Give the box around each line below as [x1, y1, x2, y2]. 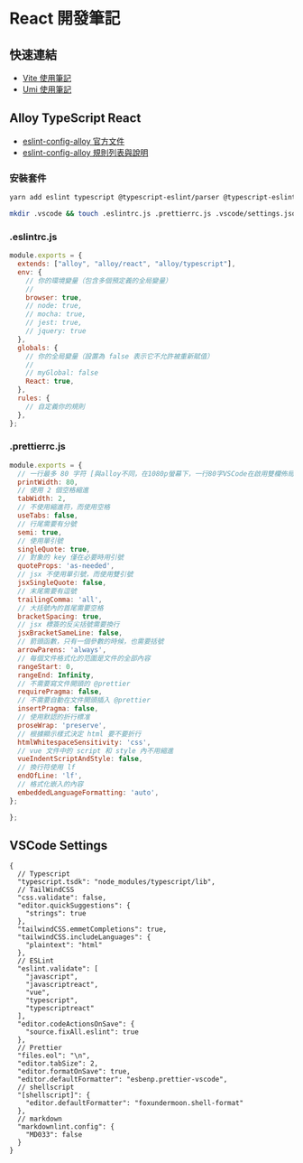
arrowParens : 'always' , [17, 646, 106, 655]
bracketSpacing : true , [17, 611, 103, 621]
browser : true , [25, 293, 83, 302]
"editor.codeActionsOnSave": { [17, 1019, 135, 1029]
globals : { [17, 343, 59, 352]
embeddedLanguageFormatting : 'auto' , [17, 787, 160, 797]
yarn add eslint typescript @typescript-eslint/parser [9, 193, 220, 202]
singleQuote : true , [17, 544, 91, 554]
